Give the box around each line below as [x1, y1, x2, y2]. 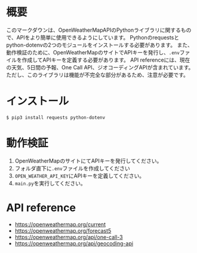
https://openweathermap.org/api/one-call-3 [14, 233, 124, 240]
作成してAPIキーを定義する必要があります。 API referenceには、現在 [21, 56, 190, 63]
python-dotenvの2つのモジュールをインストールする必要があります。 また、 [6, 41, 193, 48]
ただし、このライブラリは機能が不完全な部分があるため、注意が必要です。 [6, 71, 189, 78]
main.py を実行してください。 [14, 179, 87, 187]
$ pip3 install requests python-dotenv [6, 114, 106, 120]
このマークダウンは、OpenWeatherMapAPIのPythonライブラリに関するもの [6, 26, 192, 33]
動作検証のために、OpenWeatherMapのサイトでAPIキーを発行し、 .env [6, 48, 180, 56]
